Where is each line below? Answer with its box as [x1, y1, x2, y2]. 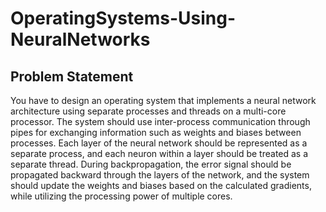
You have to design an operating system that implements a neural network [10, 95, 317, 106]
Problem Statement [10, 68, 134, 85]
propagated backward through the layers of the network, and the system [10, 169, 310, 181]
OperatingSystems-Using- [10, 7, 236, 30]
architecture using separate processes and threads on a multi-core [10, 105, 287, 117]
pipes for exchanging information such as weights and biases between [10, 127, 302, 138]
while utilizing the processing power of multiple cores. [10, 190, 233, 202]
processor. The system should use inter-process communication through [10, 116, 311, 127]
